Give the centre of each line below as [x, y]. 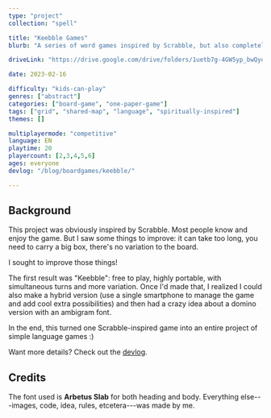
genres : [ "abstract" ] [45, 97]
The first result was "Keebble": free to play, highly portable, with [115, 278]
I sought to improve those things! [63, 263]
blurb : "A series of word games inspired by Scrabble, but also [119, 45]
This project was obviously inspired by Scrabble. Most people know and [128, 230]
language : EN [30, 141]
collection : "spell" [43, 23]
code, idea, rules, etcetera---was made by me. [117, 406]
